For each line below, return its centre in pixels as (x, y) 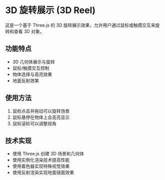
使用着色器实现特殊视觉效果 (41, 166)
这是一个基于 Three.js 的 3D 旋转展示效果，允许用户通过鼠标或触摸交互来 (80, 25)
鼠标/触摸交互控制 (31, 68)
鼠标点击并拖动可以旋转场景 (41, 111)
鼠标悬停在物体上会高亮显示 (41, 117)
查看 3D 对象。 (29, 31)
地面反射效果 (25, 80)
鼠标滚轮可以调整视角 (34, 123)
